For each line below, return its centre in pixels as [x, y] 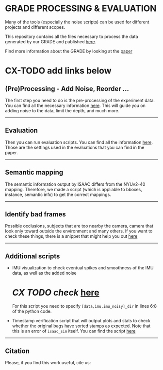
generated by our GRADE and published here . [50, 41]
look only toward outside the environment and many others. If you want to [79, 231]
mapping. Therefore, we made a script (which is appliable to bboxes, [73, 189]
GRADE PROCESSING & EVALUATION [81, 9]
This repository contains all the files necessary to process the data [72, 36]
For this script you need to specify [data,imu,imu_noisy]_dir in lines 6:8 [84, 306]
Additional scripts [33, 256]
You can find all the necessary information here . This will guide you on [75, 106]
